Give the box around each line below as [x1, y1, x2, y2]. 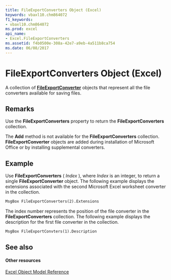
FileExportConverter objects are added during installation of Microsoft [5, 139, 155, 145]
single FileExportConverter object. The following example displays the [5, 178, 155, 184]
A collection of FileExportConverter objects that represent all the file [5, 84, 151, 90]
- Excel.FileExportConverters [5, 36, 70, 41]
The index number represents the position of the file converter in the [5, 208, 150, 215]
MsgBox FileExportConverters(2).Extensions [5, 199, 100, 204]
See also [5, 243, 33, 252]
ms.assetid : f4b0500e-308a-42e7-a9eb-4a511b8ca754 [5, 41, 115, 46]
